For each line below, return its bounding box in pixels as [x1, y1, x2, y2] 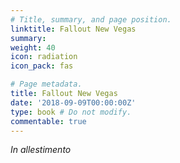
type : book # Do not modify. [10, 107, 132, 117]
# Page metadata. [10, 79, 83, 90]
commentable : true [10, 116, 87, 126]
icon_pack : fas [10, 61, 74, 71]
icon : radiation [10, 52, 78, 62]
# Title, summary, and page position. [10, 14, 172, 25]
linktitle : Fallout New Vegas [10, 24, 137, 34]
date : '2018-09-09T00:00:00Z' [10, 97, 137, 108]
